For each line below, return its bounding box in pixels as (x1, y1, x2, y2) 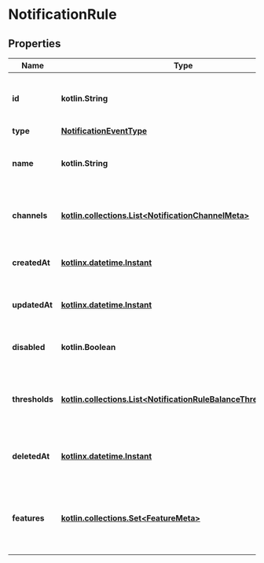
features (12, 513, 45, 524)
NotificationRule (8, 6, 117, 24)
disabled (12, 342, 46, 352)
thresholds (12, 394, 53, 404)
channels (12, 210, 48, 221)
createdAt (12, 257, 51, 268)
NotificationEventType (60, 126, 148, 136)
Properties (8, 37, 61, 50)
